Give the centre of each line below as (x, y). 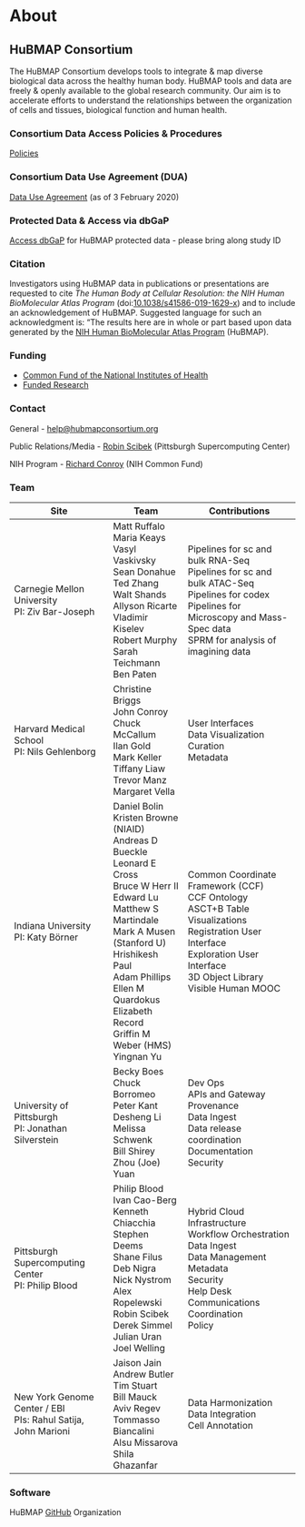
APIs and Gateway (226, 1094)
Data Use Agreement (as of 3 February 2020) (94, 197)
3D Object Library (226, 977)
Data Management (227, 1257)
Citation (27, 263)
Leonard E (135, 863)
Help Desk (210, 1291)
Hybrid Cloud (216, 1212)
